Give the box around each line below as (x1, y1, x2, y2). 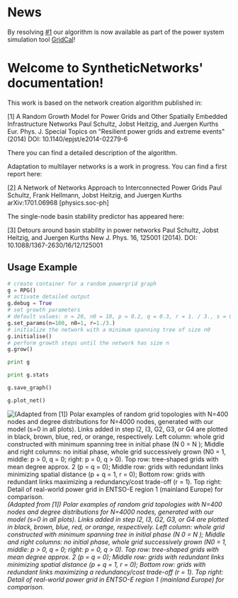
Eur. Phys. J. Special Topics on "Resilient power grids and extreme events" (7, 127, 225, 135)
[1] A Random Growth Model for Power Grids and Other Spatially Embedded (7, 112, 228, 120)
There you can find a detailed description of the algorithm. (7, 148, 178, 156)
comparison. (7, 582, 45, 591)
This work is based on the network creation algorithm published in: (7, 98, 203, 107)
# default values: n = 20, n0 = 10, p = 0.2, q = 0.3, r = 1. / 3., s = (7, 313, 227, 321)
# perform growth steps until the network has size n (7, 339, 170, 347)
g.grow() (7, 346, 33, 353)
